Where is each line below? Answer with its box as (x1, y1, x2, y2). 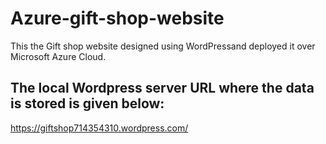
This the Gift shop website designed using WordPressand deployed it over (10, 40, 316, 52)
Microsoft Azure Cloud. (10, 50, 107, 62)
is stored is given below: (10, 95, 165, 112)
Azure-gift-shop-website (10, 7, 225, 30)
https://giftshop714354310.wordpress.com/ (10, 122, 189, 134)
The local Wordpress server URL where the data (10, 80, 315, 97)
